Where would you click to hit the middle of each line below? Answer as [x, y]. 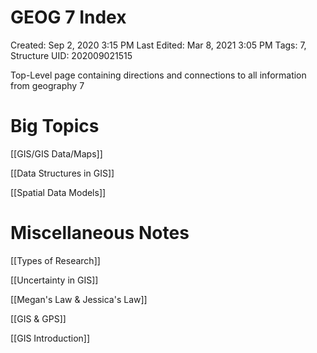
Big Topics [55, 126]
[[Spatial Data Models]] [58, 192]
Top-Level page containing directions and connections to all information [158, 75]
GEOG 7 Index [68, 17]
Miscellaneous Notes [100, 233]
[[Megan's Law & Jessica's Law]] [79, 299]
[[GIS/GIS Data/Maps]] [56, 153]
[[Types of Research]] [55, 260]
